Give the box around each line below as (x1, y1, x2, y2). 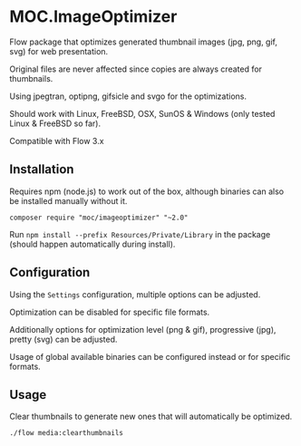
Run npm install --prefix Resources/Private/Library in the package (9, 228, 271, 239)
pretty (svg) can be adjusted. (9, 334, 118, 344)
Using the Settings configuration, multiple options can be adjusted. (9, 288, 261, 300)
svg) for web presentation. (9, 45, 109, 56)
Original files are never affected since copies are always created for (9, 63, 263, 74)
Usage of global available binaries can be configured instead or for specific (9, 351, 291, 362)
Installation (9, 161, 74, 178)
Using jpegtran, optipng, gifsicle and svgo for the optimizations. (9, 91, 248, 102)
